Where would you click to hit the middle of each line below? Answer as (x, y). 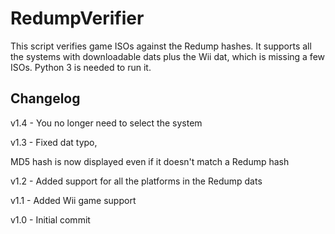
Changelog (45, 98)
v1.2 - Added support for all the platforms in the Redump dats (136, 181)
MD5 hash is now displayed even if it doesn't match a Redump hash (150, 161)
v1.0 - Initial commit (50, 219)
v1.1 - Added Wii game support (73, 200)
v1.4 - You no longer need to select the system (106, 123)
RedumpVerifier (77, 18)
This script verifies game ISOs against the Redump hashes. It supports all (161, 46)
